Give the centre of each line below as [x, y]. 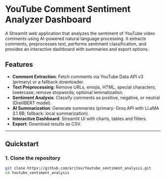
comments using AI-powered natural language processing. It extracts [76, 39]
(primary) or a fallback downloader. [48, 82]
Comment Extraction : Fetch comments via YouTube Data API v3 [78, 76]
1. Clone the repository [33, 158]
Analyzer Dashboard [48, 20]
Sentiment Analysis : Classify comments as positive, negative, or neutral [86, 97]
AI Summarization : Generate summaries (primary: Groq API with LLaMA [86, 108]
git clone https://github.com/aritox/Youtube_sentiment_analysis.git [78, 168]
